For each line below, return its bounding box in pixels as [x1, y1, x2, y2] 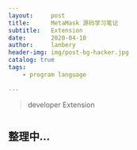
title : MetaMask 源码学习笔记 [8, 19, 119, 27]
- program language [22, 71, 87, 79]
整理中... [8, 129, 51, 143]
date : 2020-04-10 [8, 33, 87, 42]
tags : [8, 63, 26, 71]
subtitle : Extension [8, 26, 83, 34]
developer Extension [27, 100, 95, 110]
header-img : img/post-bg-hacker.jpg [8, 48, 129, 56]
